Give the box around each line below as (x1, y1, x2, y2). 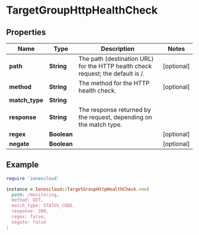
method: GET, (11, 197, 44, 203)
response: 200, (11, 208, 49, 214)
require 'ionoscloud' (6, 175, 60, 181)
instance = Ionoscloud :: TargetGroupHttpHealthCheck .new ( (6, 186, 150, 192)
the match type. (78, 121, 123, 128)
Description (101, 45, 135, 53)
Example (6, 160, 39, 170)
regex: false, (11, 214, 46, 220)
